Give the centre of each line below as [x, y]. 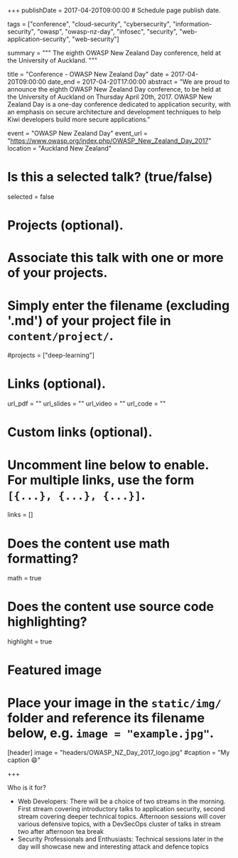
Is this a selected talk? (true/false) [110, 177]
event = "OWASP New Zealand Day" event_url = [77, 133]
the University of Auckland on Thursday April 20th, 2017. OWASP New [110, 97]
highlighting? [47, 622]
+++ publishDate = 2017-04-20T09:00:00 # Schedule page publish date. [114, 10]
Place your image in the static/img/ [114, 703]
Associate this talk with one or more [115, 258]
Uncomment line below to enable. [108, 465]
